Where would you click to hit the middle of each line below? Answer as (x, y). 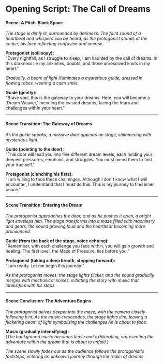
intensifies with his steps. (31, 285)
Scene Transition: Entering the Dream (44, 205)
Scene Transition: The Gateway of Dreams (49, 124)
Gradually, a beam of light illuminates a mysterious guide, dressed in (74, 78)
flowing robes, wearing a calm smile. (42, 83)
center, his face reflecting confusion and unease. (54, 44)
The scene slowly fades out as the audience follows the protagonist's (75, 351)
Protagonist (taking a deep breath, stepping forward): (60, 260)
